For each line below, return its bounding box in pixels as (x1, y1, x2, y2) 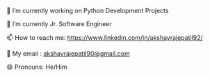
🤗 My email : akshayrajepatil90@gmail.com (6, 49, 130, 58)
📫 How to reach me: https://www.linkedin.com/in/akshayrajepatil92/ (6, 34, 203, 41)
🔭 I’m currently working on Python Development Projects (6, 7, 169, 14)
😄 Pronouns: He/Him (6, 63, 67, 71)
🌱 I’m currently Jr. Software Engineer (6, 20, 112, 27)
